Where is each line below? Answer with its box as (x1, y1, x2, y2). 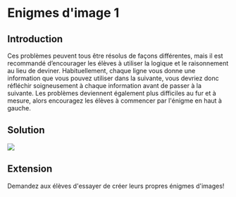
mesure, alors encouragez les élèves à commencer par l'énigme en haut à (7, 96, 222, 105)
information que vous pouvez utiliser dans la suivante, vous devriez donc (7, 74, 220, 82)
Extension (7, 163, 53, 175)
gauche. (7, 104, 32, 112)
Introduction (7, 33, 63, 45)
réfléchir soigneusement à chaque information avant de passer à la (7, 82, 202, 89)
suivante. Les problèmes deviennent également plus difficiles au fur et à (7, 89, 216, 97)
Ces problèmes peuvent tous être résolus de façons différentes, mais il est (7, 51, 223, 60)
